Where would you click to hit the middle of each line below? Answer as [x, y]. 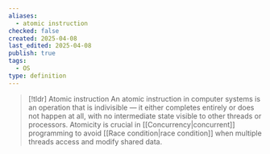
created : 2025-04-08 [43, 38]
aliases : [23, 16]
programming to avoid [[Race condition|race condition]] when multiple [145, 133]
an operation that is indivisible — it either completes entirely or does [141, 107]
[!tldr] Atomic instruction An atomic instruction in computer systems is [144, 98]
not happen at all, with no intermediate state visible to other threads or [145, 116]
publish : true [32, 53]
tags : [17, 61]
